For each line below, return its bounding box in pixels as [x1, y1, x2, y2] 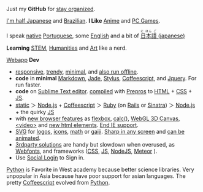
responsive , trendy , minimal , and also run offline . [15, 68, 139, 75]
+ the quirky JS [15, 109, 55, 115]
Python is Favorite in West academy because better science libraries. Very [6, 166, 194, 173]
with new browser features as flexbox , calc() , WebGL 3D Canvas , [15, 115, 180, 122]
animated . [15, 134, 41, 142]
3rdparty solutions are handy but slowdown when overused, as [15, 141, 175, 148]
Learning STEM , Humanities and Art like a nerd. [6, 44, 127, 52]
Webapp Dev [6, 56, 40, 63]
